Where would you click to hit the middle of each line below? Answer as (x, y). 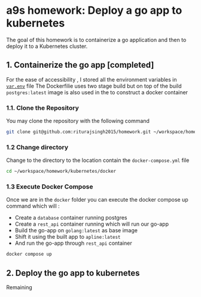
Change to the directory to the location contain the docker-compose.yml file (98, 160)
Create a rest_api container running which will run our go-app (92, 224)
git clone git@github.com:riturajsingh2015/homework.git (79, 132)
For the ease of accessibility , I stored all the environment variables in (92, 79)
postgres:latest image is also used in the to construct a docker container (97, 92)
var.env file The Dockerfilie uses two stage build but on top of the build (94, 86)
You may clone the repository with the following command (78, 121)
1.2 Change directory (37, 147)
